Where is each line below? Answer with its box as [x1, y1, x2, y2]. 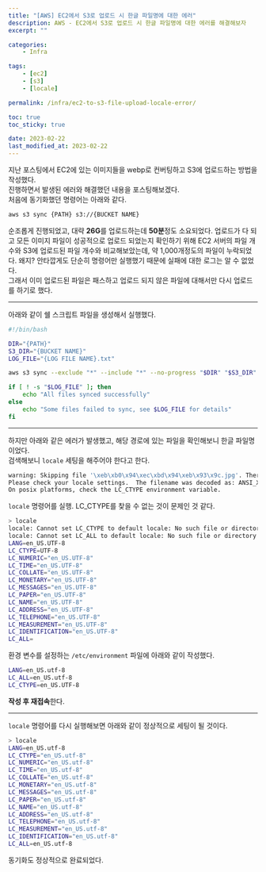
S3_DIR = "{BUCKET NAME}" [8, 347, 87, 355]
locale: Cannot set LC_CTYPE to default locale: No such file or [8, 524, 228, 532]
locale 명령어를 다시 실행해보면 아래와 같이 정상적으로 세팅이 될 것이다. [8, 720, 228, 730]
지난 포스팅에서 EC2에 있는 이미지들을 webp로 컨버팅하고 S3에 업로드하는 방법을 [8, 165, 258, 175]
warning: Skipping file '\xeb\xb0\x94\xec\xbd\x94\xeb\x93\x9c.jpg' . [8, 471, 243, 479]
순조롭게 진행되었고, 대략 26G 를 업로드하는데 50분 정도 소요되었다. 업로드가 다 [8, 225, 249, 235]
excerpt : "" [8, 26, 47, 34]
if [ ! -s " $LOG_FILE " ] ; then [8, 383, 112, 391]
